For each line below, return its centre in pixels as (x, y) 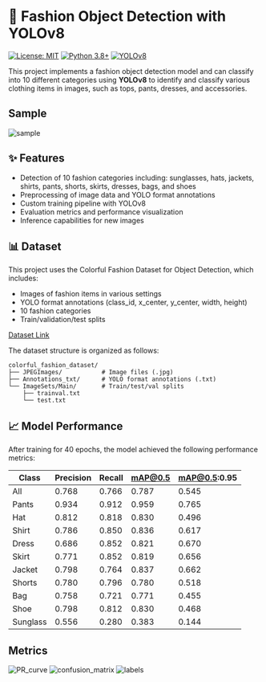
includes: (23, 278)
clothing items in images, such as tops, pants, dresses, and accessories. (128, 88)
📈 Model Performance (66, 426)
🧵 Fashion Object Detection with (117, 16)
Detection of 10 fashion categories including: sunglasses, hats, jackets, (137, 178)
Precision (73, 478)
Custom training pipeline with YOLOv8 (83, 203)
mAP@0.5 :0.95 (208, 478)
